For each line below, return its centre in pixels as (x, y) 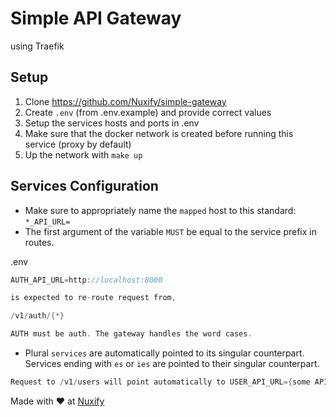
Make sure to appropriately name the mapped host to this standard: (160, 210)
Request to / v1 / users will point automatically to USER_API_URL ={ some (160, 382)
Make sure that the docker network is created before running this (159, 133)
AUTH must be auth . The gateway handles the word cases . (131, 334)
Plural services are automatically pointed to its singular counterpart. (164, 353)
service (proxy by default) (78, 144)
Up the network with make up (83, 154)
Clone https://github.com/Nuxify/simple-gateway (125, 101)
